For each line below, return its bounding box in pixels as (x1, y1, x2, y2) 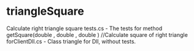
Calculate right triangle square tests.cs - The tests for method (6, 25, 163, 32)
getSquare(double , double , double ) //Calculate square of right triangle (6, 31, 188, 38)
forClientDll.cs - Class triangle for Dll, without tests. (6, 37, 136, 45)
